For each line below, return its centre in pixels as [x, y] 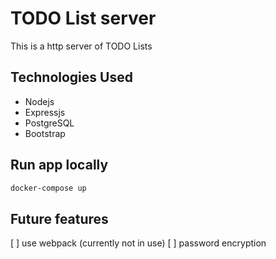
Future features [59, 218]
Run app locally [59, 165]
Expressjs [45, 112]
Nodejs [39, 101]
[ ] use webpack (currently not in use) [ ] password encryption [138, 243]
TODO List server [83, 18]
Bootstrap [45, 133]
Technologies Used [71, 77]
